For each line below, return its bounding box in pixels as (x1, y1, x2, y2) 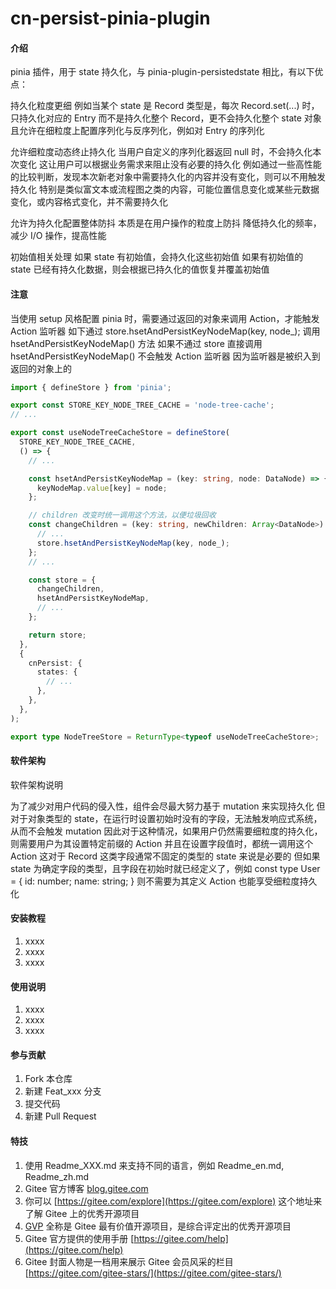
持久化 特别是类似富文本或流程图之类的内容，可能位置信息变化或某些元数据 (10, 183, 320, 196)
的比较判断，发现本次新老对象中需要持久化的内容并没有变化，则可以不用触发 (10, 171, 326, 183)
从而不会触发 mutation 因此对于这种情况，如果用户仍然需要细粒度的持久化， (10, 825, 323, 837)
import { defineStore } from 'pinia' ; (10, 382, 172, 392)
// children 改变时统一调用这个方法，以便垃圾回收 (28, 510, 217, 521)
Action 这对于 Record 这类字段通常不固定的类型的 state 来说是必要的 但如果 (10, 850, 321, 862)
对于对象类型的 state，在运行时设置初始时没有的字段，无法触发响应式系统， (10, 812, 323, 824)
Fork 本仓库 (24, 1073, 73, 1085)
